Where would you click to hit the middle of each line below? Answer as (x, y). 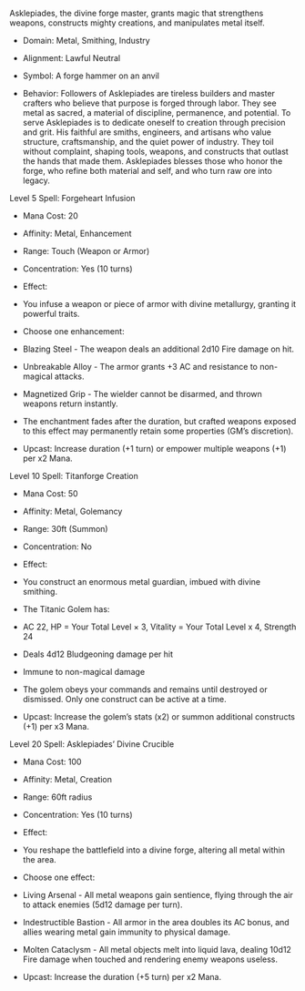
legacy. (36, 180)
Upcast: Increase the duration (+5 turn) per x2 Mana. (122, 977)
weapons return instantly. (70, 404)
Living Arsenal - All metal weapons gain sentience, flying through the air (158, 895)
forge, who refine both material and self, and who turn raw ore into (147, 171)
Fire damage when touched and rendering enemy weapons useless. (150, 959)
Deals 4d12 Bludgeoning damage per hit (98, 654)
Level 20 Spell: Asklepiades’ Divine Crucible (92, 744)
